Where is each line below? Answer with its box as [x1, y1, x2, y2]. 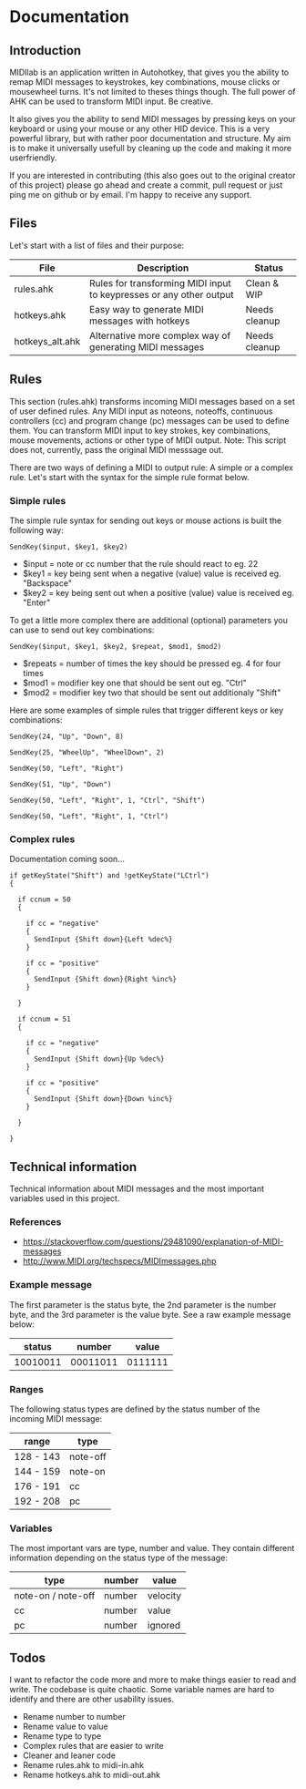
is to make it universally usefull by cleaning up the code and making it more [9, 143, 292, 153]
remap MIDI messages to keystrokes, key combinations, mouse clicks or [9, 77, 280, 87]
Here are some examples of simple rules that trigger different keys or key [9, 704, 284, 715]
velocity [147, 1589, 182, 1602]
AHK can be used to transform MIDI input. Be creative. [9, 96, 214, 107]
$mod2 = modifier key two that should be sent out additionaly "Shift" [22, 686, 281, 698]
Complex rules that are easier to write [22, 1741, 164, 1752]
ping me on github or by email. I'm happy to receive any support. [9, 190, 252, 200]
